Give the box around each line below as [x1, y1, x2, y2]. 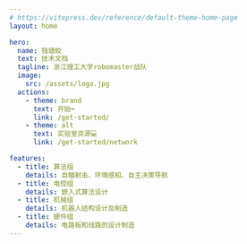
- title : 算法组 [17, 162, 74, 171]
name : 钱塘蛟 [17, 46, 62, 55]
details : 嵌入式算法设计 [25, 187, 109, 196]
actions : [17, 87, 50, 97]
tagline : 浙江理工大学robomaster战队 [17, 63, 148, 72]
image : [17, 71, 42, 81]
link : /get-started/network [32, 138, 139, 147]
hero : [9, 38, 30, 47]
